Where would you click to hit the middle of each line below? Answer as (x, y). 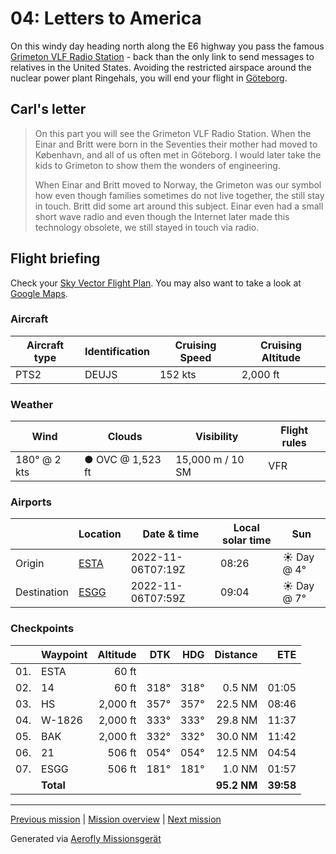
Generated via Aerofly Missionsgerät (86, 838)
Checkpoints (42, 629)
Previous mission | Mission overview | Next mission (116, 819)
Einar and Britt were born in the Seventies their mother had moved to (176, 144)
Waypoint (64, 654)
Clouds (125, 437)
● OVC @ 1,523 (123, 460)
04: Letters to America (106, 18)
